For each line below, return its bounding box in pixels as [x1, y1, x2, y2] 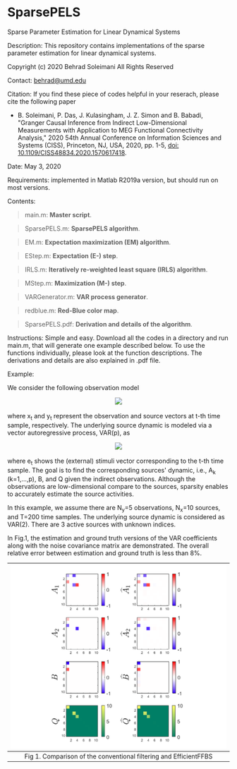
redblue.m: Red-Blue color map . [24, 306, 119, 315]
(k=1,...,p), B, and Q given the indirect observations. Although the [7, 475, 196, 483]
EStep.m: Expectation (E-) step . [24, 251, 119, 260]
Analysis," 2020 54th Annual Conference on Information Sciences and [17, 133, 222, 142]
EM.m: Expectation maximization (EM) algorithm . [24, 238, 171, 246]
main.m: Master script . [24, 210, 92, 219]
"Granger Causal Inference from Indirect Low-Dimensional [17, 118, 187, 127]
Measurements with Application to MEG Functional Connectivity [17, 126, 203, 134]
